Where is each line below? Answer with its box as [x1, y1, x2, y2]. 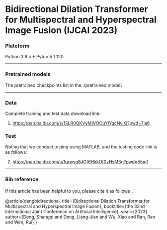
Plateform [5, 42, 30, 49]
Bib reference [5, 176, 39, 183]
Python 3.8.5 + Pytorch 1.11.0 [5, 54, 64, 60]
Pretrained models [5, 71, 51, 78]
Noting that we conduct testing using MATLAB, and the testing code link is [5, 144, 158, 150]
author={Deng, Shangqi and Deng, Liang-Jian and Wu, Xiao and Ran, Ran [5, 214, 156, 220]
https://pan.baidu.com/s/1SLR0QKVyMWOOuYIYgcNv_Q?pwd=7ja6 [12, 120, 150, 126]
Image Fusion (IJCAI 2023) [5, 25, 118, 36]
